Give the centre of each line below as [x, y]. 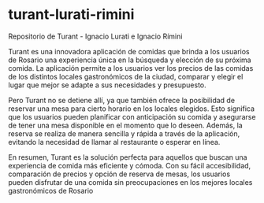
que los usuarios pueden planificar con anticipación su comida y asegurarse [132, 116]
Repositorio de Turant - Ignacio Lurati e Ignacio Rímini [95, 36]
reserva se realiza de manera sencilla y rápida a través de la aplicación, [124, 133]
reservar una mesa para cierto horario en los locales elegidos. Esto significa [131, 109]
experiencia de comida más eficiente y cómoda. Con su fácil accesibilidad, [130, 165]
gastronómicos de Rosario [51, 190]
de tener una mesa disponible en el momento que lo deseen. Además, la [125, 125]
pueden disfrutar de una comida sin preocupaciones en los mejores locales [130, 182]
